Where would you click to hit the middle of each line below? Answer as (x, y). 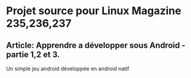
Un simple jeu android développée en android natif (68, 69)
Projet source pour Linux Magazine (94, 11)
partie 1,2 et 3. (33, 54)
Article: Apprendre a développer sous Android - (96, 45)
